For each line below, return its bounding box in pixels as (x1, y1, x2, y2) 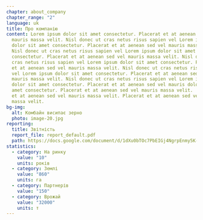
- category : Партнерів (11, 183, 69, 189)
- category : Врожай (11, 193, 61, 200)
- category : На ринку (11, 149, 66, 155)
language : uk (6, 20, 39, 26)
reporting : (6, 121, 34, 127)
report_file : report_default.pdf (11, 132, 96, 139)
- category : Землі (11, 166, 59, 172)
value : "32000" (17, 200, 56, 206)
